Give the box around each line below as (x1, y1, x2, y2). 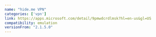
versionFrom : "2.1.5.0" (4, 25, 53, 30)
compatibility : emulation (4, 20, 57, 25)
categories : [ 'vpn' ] (4, 12, 47, 16)
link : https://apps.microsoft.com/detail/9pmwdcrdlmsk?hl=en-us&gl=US (4, 16, 152, 21)
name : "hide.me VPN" (4, 7, 47, 12)
